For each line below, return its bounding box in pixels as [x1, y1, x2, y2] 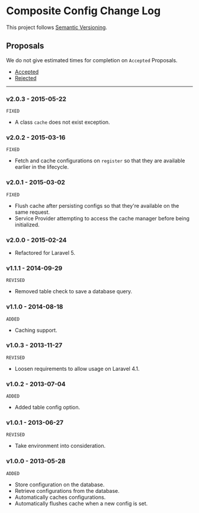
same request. [14, 209, 50, 216]
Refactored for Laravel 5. [14, 249, 76, 256]
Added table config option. [14, 404, 81, 411]
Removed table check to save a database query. [14, 288, 133, 295]
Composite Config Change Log [6, 4, 161, 18]
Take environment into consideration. [14, 443, 105, 450]
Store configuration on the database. [14, 481, 105, 488]
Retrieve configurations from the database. [14, 487, 120, 494]
